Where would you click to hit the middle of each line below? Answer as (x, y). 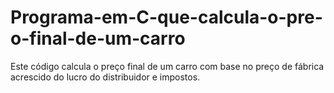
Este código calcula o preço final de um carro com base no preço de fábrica (167, 66)
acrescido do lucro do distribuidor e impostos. (105, 77)
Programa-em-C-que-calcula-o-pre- (166, 17)
